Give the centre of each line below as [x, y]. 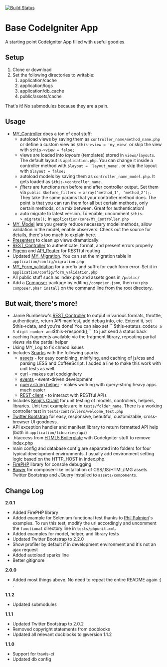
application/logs [36, 86]
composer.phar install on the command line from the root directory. [83, 288]
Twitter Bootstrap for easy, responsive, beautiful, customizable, [78, 417]
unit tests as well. [38, 369]
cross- [151, 417]
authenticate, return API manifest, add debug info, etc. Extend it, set [82, 321]
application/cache [38, 80]
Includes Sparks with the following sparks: [56, 353]
